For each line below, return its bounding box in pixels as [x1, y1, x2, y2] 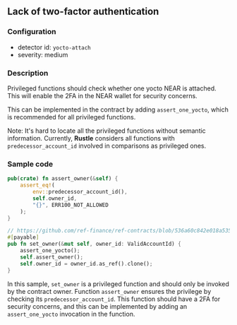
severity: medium [17, 50, 68, 59]
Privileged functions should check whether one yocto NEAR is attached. [7, 84, 217, 93]
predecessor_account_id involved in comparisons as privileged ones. [7, 141, 207, 150]
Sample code [7, 159, 54, 169]
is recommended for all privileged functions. [7, 112, 136, 121]
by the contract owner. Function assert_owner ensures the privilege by [7, 287, 212, 295]
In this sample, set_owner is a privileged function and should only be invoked [7, 279, 229, 288]
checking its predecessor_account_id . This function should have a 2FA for [7, 295, 221, 303]
